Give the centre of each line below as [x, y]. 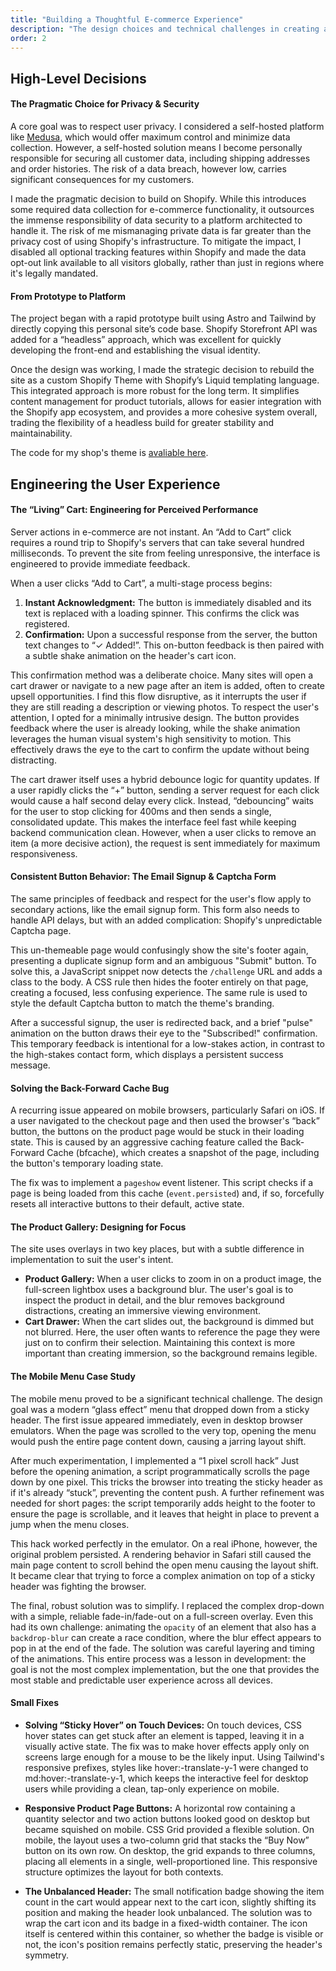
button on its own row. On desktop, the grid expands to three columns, [170, 1850]
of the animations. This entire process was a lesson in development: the [158, 1658]
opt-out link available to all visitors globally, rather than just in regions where [167, 262]
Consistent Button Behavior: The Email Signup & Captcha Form [143, 877]
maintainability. [41, 433]
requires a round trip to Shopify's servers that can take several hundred [157, 542]
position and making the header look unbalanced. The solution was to [168, 1912]
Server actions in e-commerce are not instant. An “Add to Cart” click [151, 532]
